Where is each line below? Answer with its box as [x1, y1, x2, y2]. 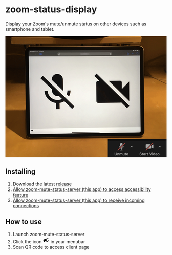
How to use [5, 218, 42, 226]
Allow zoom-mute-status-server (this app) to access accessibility [12, 186, 151, 193]
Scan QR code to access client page [12, 244, 90, 250]
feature [12, 192, 28, 198]
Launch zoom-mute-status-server [12, 231, 85, 237]
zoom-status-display [5, 4, 97, 15]
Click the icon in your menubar [12, 238, 85, 244]
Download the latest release [12, 181, 72, 187]
